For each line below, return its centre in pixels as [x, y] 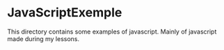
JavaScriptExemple [65, 13]
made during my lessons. [43, 38]
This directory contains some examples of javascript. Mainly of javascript [112, 32]
